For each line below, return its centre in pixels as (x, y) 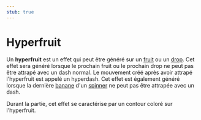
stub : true (20, 12)
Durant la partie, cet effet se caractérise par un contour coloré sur (89, 103)
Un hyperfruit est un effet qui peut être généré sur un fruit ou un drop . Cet (100, 59)
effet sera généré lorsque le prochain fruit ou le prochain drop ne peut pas (100, 66)
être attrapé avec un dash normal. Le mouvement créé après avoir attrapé (100, 72)
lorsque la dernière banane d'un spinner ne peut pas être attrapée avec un (100, 85)
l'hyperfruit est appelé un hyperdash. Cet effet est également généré (93, 79)
